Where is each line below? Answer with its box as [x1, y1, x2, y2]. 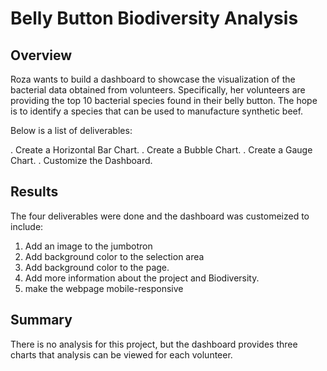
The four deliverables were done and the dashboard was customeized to [10, 210, 310, 222]
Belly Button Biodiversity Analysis [10, 7, 299, 30]
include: [10, 220, 44, 232]
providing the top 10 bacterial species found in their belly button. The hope [10, 95, 318, 106]
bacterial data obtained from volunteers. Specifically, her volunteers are [10, 84, 306, 96]
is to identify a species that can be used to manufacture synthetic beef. [10, 105, 304, 117]
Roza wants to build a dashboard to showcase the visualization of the [10, 73, 296, 85]
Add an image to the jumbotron [24, 240, 153, 252]
